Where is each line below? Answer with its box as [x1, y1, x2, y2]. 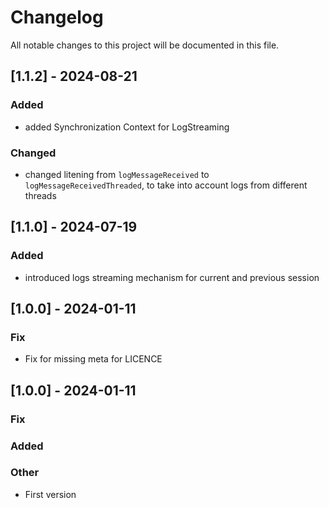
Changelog [10, 6, 104, 29]
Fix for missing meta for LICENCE [24, 353, 163, 365]
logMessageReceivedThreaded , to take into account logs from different [24, 179, 308, 191]
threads [24, 189, 57, 201]
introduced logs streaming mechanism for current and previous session [24, 271, 320, 283]
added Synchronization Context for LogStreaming [24, 121, 230, 133]
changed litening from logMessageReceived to [24, 168, 210, 180]
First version [24, 488, 77, 500]
